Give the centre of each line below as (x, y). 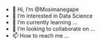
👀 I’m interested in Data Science (52, 16)
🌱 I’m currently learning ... (45, 22)
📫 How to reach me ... (40, 36)
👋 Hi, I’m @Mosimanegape (46, 9)
